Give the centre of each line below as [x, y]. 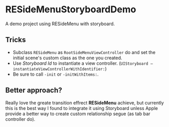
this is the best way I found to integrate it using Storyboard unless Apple [82, 108]
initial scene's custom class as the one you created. [67, 58]
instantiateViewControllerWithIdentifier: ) [60, 68]
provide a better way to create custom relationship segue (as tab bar [78, 114]
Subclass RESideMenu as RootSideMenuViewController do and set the [84, 52]
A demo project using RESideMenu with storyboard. [60, 24]
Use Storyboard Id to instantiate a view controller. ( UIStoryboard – [83, 63]
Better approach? [34, 90]
